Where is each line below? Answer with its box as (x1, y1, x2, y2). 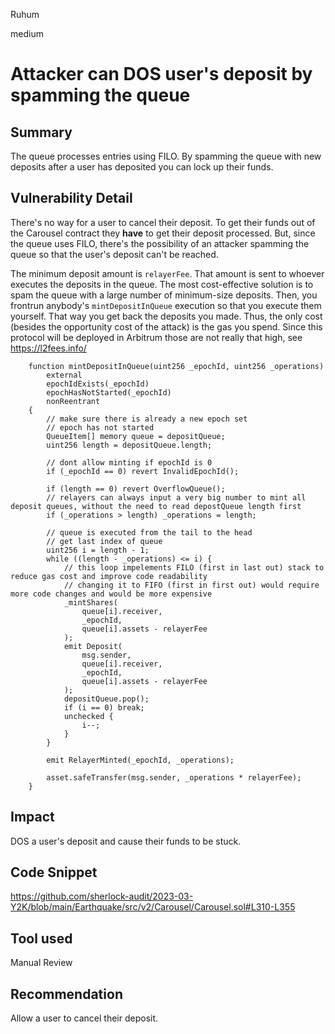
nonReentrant (46, 396, 101, 406)
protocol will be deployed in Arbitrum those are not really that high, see (10, 331, 303, 343)
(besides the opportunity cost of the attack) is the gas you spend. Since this (10, 320, 323, 333)
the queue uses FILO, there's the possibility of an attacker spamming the (10, 237, 310, 249)
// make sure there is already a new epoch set (46, 414, 248, 424)
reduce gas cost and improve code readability (10, 571, 208, 581)
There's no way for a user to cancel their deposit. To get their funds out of (10, 216, 316, 228)
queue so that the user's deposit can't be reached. (10, 248, 219, 260)
